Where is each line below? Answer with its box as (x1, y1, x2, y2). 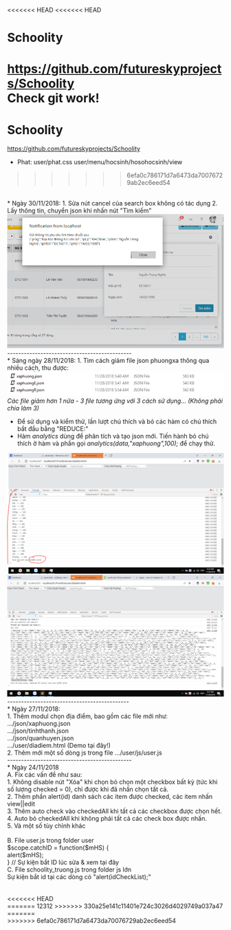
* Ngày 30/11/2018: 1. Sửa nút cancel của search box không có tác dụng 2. (7, 199, 218, 208)
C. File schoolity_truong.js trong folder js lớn (7, 865, 132, 874)
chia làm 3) (7, 403, 40, 412)
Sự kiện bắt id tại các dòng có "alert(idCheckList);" (7, 873, 151, 881)
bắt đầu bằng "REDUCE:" (16, 424, 89, 432)
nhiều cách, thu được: (7, 364, 69, 372)
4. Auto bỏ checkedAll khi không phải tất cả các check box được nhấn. (7, 815, 208, 823)
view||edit (7, 800, 36, 808)
